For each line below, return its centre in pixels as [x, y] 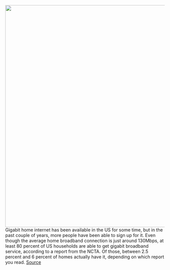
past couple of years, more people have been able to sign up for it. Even [80, 235]
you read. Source [23, 262]
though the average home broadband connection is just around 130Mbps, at [84, 241]
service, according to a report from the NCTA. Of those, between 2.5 [77, 251]
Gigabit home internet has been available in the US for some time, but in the [84, 230]
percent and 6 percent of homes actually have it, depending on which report [85, 257]
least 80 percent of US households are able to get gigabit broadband [77, 246]
